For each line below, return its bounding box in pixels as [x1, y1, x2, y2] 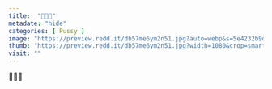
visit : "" [8, 49, 42, 57]
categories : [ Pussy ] [8, 27, 85, 35]
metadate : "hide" [8, 19, 67, 28]
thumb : [8, 42, 31, 50]
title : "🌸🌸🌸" [8, 11, 57, 20]
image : [8, 34, 31, 43]
